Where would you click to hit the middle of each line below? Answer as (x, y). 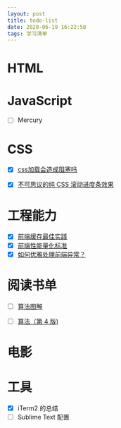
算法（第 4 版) (38, 321)
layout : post (26, 14)
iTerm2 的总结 (38, 408)
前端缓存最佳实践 (42, 236)
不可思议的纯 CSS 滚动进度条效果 (65, 185)
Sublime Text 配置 (43, 417)
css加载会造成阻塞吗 (47, 169)
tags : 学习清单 (27, 33)
